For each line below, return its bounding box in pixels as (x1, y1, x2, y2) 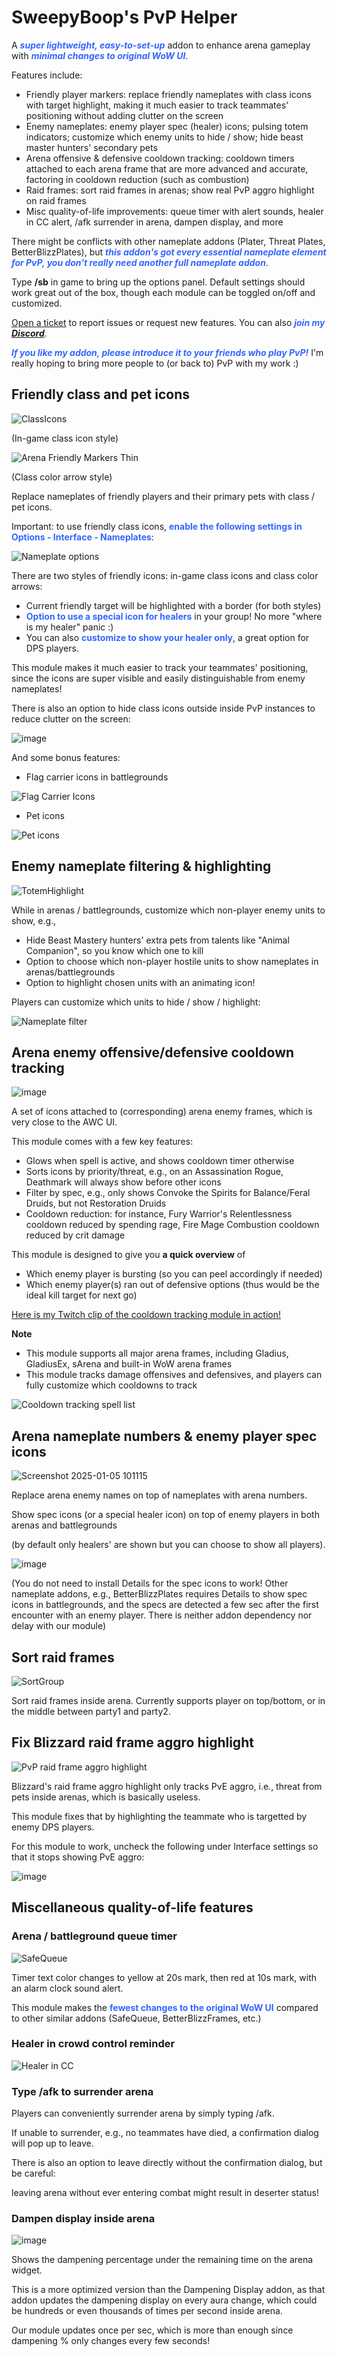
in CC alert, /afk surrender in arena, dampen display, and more (25, 216, 284, 228)
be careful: (11, 2167, 56, 2180)
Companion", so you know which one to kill (25, 944, 204, 956)
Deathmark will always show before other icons (25, 1176, 222, 1188)
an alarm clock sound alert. (11, 1982, 124, 1994)
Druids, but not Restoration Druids (25, 1197, 167, 1210)
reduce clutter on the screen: (11, 712, 131, 725)
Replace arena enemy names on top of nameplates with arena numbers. (11, 1489, 308, 1501)
